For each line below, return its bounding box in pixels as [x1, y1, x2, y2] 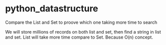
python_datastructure [5, 3, 98, 14]
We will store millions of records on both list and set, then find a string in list [5, 29, 161, 35]
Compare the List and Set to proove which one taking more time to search [5, 19, 157, 25]
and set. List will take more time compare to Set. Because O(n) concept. [5, 34, 153, 40]
